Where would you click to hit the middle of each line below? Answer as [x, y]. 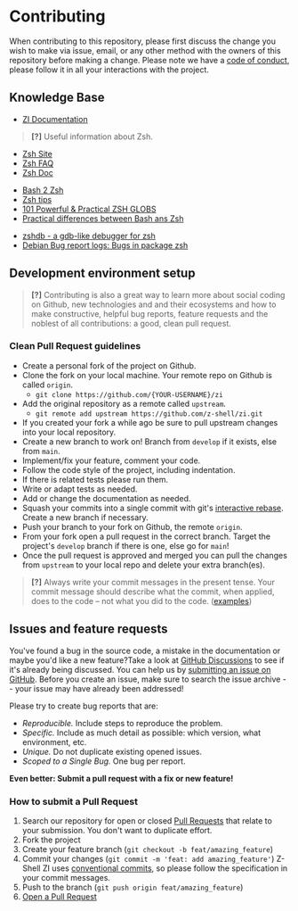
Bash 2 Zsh [43, 190]
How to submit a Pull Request [74, 801]
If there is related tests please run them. [95, 479]
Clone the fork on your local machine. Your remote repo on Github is [147, 375]
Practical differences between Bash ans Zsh [103, 218]
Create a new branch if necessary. [85, 517]
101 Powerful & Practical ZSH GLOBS [89, 209]
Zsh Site [37, 153]
